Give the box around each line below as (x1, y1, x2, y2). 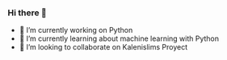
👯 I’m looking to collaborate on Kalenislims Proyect (19, 42, 188, 52)
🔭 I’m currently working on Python (19, 26, 133, 35)
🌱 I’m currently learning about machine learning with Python (19, 34, 220, 43)
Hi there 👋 (7, 7, 48, 18)
